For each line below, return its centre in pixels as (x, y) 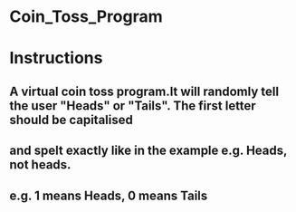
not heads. (40, 165)
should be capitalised (71, 120)
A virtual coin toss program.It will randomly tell (144, 91)
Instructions (56, 58)
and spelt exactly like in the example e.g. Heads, (148, 151)
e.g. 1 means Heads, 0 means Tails (109, 195)
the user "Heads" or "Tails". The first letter (133, 106)
